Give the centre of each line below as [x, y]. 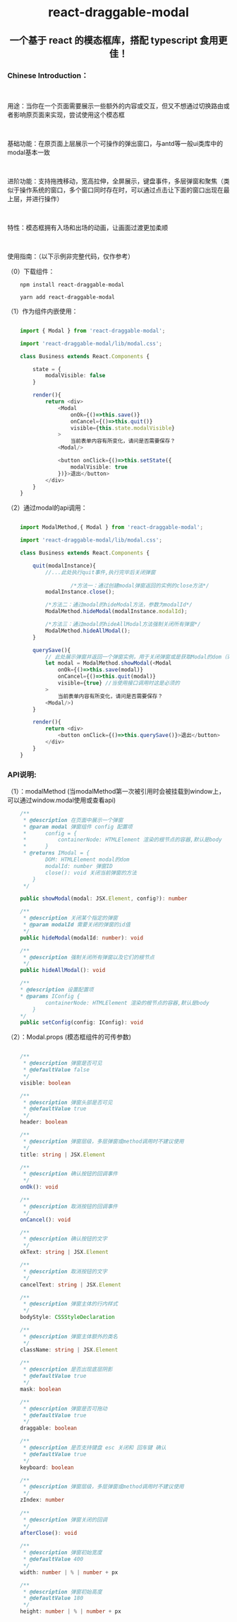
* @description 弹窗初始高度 [62, 1592]
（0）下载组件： [31, 271]
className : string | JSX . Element [69, 1349]
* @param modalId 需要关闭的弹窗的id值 [77, 925]
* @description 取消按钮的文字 [65, 1272]
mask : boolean [41, 1389]
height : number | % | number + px [71, 1611]
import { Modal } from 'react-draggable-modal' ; [93, 331]
